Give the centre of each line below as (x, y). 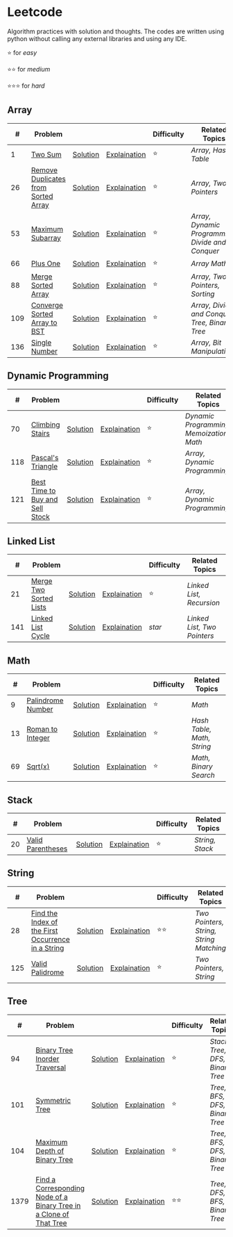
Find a (46, 1179)
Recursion (204, 603)
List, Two (201, 628)
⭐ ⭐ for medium (29, 69)
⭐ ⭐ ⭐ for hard (26, 85)
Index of (44, 921)
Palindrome (45, 701)
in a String (48, 948)
